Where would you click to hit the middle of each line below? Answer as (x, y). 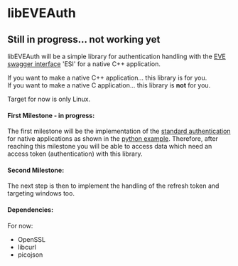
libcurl (27, 247)
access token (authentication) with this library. (75, 154)
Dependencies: (31, 210)
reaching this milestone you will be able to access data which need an (110, 147)
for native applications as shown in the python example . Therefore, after (113, 139)
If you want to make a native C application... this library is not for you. (109, 85)
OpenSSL (32, 239)
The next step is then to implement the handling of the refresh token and (113, 186)
